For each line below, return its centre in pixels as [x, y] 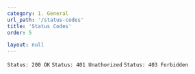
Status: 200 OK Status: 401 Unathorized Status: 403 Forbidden [98, 65]
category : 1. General [38, 13]
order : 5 [19, 33]
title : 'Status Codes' [39, 26]
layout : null [26, 45]
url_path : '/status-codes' [45, 20]
